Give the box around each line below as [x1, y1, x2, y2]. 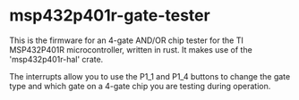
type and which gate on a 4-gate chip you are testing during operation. [9, 80, 271, 91]
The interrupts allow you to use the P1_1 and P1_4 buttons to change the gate [9, 71, 291, 81]
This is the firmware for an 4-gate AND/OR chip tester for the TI [9, 35, 243, 46]
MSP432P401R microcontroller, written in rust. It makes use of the [9, 44, 252, 54]
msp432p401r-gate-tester [9, 5, 210, 26]
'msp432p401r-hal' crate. [9, 54, 104, 64]
